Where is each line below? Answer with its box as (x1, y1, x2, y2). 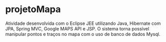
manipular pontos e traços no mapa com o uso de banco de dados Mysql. (5, 31, 161, 37)
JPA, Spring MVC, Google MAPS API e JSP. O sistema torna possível (5, 25, 150, 31)
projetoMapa (5, 4, 61, 15)
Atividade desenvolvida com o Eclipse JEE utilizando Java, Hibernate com (5, 20, 161, 26)
